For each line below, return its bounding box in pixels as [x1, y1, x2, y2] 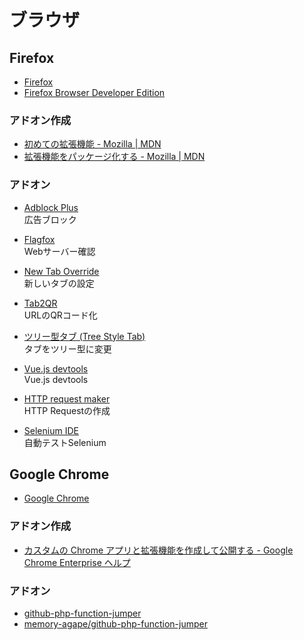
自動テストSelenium [23, 436, 107, 448]
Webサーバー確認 [23, 245, 96, 257]
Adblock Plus [23, 201, 79, 213]
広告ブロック [23, 213, 77, 225]
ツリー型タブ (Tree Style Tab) [23, 330, 146, 342]
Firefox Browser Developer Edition [23, 87, 166, 98]
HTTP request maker [23, 392, 111, 405]
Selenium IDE [23, 424, 79, 436]
